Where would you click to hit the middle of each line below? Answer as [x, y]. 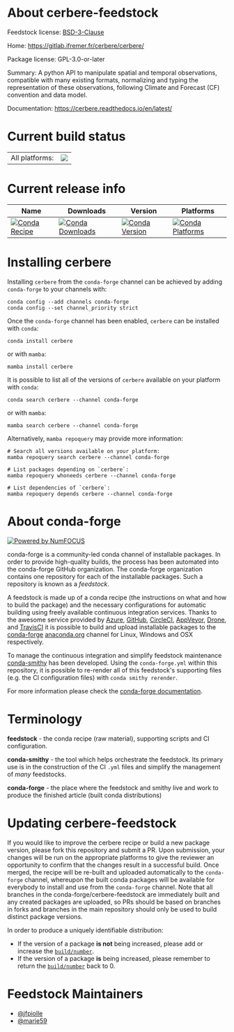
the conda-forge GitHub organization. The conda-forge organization [105, 569]
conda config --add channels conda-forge [68, 302]
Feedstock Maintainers [75, 994]
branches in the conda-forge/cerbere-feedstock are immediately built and [114, 894]
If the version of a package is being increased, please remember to [114, 958]
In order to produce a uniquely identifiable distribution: [85, 930]
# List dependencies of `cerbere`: [59, 488]
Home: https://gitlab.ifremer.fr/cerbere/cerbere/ [76, 45]
